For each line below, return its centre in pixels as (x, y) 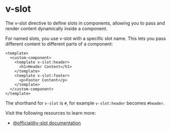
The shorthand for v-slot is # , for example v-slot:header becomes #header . (85, 103)
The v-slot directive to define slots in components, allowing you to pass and (85, 23)
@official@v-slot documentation (47, 123)
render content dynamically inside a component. (56, 28)
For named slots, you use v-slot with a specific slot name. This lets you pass (86, 38)
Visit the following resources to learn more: (51, 113)
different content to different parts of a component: (59, 43)
